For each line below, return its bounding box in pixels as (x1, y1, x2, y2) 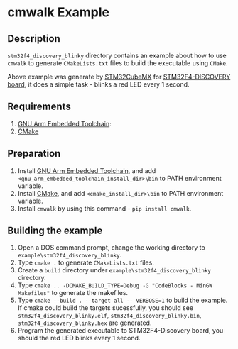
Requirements (7, 101, 71, 113)
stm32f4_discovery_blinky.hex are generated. (17, 318, 152, 327)
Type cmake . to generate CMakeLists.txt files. (17, 258, 154, 267)
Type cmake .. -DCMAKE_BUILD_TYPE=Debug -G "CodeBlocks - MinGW (17, 281, 213, 289)
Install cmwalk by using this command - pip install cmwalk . (17, 204, 192, 213)
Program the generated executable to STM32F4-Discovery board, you (17, 326, 224, 335)
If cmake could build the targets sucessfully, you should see (17, 304, 194, 312)
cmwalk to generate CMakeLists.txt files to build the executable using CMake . (7, 59, 228, 67)
